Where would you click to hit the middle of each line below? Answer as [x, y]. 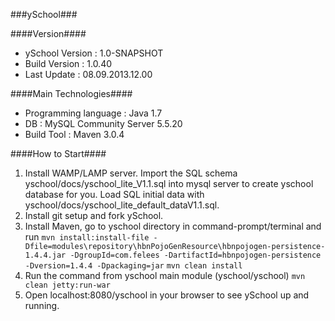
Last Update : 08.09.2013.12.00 [88, 74]
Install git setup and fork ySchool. [94, 215]
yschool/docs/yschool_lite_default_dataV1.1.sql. [122, 205]
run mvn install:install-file [87, 237]
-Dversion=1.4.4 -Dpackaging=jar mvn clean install [133, 266]
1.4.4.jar [45, 255]
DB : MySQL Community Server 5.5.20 [103, 123]
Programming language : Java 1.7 [93, 113]
